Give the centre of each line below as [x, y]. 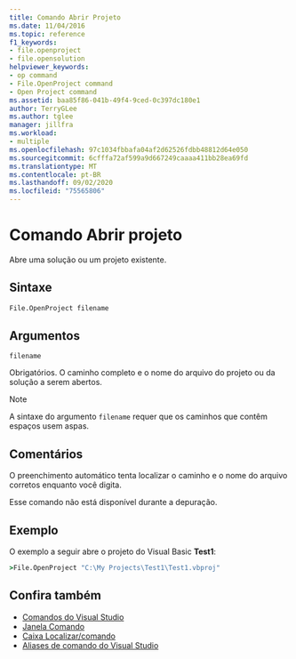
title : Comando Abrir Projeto [65, 17]
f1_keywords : [33, 42]
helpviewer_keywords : [49, 68]
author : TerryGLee [43, 108]
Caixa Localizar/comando [68, 636]
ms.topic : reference [48, 34]
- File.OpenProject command [61, 84]
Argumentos [44, 336]
